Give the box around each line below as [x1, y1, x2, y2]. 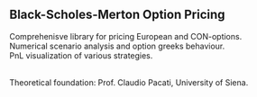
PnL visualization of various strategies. [9, 49, 153, 61]
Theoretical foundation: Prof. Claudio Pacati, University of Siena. [9, 76, 249, 88]
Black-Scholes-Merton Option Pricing [9, 7, 225, 22]
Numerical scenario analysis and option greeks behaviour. [9, 40, 225, 51]
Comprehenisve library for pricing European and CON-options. [9, 31, 243, 41]
